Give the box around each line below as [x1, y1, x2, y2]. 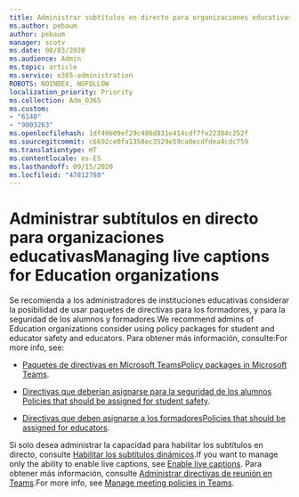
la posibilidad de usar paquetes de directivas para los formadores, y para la [9, 305, 287, 315]
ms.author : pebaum [9, 21, 77, 30]
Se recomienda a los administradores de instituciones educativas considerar [9, 295, 290, 306]
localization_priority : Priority [9, 87, 133, 96]
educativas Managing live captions [9, 247, 270, 267]
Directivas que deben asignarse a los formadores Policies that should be [21, 413, 287, 424]
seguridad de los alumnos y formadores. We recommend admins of [9, 314, 255, 325]
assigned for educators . [21, 422, 110, 433]
